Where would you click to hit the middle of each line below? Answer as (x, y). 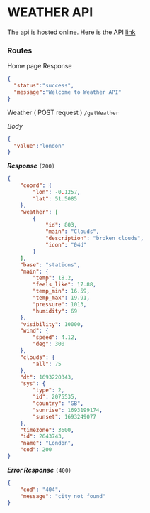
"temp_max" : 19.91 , (62, 298)
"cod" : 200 (36, 450)
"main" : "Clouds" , (72, 232)
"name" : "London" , (47, 443)
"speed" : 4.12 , (55, 337)
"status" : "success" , (44, 86)
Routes (20, 50)
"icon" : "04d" (66, 245)
